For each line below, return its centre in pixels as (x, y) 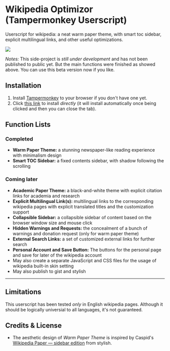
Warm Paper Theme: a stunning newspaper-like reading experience (84, 150)
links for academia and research (46, 196)
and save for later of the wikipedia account (57, 255)
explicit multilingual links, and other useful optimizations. (64, 40)
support (21, 212)
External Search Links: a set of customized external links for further (84, 239)
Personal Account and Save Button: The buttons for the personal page (87, 250)
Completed (19, 139)
